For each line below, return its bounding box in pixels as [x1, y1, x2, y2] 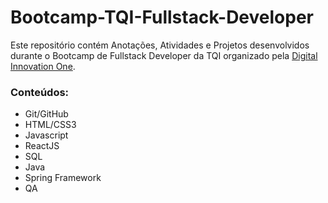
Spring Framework [24, 172, 102, 184]
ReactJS [24, 140, 60, 152]
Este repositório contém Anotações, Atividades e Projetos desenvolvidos [10, 39, 310, 51]
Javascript [24, 129, 69, 141]
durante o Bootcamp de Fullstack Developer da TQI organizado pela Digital [10, 49, 318, 61]
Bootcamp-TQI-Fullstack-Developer [10, 6, 314, 29]
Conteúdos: [10, 85, 70, 99]
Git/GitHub [24, 108, 69, 120]
